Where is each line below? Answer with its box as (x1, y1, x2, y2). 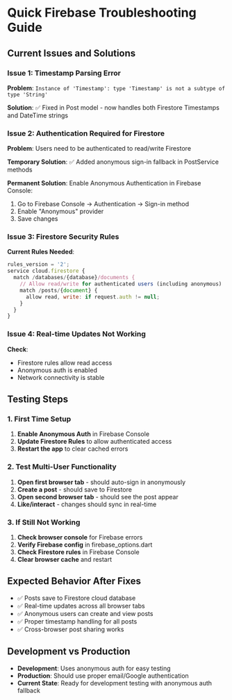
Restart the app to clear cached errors (17, 444, 129, 453)
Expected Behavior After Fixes (7, 575, 141, 587)
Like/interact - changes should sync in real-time (17, 500, 157, 508)
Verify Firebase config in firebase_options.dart (17, 540, 153, 549)
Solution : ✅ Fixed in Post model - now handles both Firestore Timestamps (7, 103, 220, 112)
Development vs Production (7, 646, 131, 658)
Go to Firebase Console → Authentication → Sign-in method (17, 200, 190, 208)
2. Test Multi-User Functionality (7, 462, 117, 472)
